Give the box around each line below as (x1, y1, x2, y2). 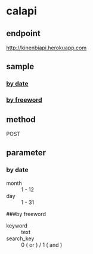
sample (6, 61, 35, 72)
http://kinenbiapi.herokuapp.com (6, 44, 87, 51)
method (6, 114, 36, 125)
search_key (6, 235, 35, 242)
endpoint (6, 28, 41, 39)
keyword (6, 221, 28, 229)
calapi (6, 4, 38, 18)
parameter (6, 147, 46, 158)
